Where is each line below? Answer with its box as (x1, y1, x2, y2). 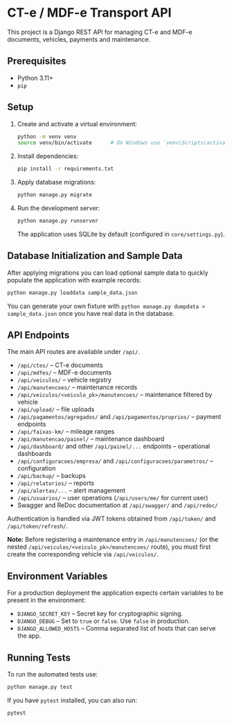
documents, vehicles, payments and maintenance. (7, 35, 151, 43)
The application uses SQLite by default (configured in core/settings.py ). (17, 230, 225, 238)
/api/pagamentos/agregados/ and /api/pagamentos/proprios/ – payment (17, 413, 222, 421)
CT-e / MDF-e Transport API (7, 5, 172, 21)
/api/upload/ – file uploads (17, 405, 95, 414)
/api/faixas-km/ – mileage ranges (17, 427, 115, 436)
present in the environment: (7, 596, 87, 604)
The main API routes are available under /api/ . (7, 348, 141, 356)
